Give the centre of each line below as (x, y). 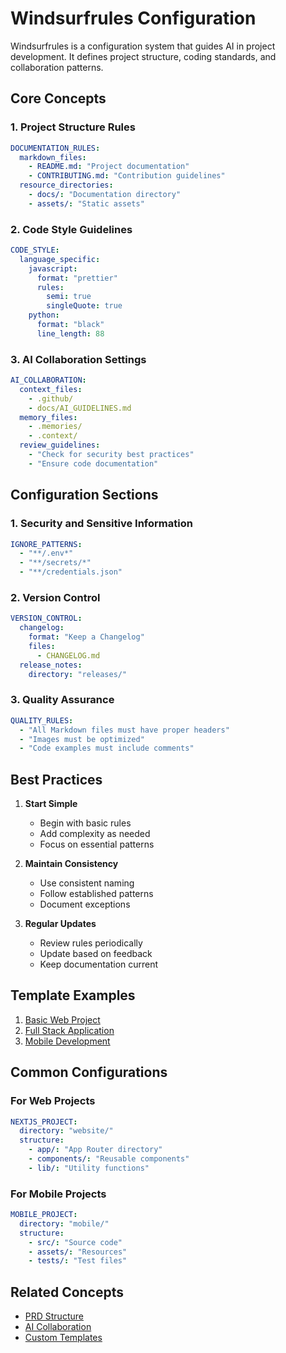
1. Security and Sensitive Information (101, 524)
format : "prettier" (77, 278)
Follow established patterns (96, 894)
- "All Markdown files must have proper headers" (124, 730)
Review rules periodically (91, 943)
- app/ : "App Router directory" (95, 1150)
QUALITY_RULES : (42, 720)
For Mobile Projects (58, 1194)
